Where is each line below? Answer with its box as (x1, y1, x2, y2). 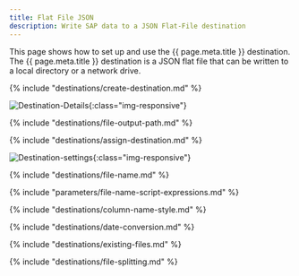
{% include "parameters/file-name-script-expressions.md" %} (9, 186, 240, 197)
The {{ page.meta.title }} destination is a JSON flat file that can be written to (9, 56, 289, 66)
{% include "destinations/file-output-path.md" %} (9, 117, 193, 128)
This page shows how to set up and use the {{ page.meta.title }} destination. (9, 46, 291, 56)
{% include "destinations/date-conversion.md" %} (9, 221, 195, 232)
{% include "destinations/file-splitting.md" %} (9, 256, 179, 267)
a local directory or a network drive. (9, 65, 141, 76)
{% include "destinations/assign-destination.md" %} (9, 134, 203, 145)
